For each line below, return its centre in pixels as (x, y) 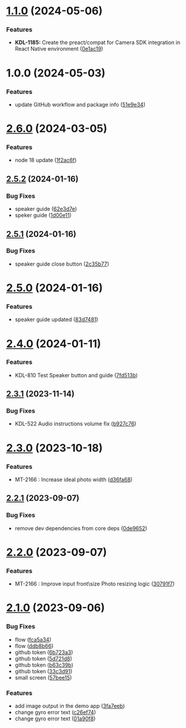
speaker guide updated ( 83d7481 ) (56, 319)
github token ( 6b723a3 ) (44, 652)
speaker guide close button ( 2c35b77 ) (62, 264)
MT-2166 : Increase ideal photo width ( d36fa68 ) (74, 479)
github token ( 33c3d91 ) (44, 671)
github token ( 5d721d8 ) (44, 658)
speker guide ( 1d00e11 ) (43, 215)
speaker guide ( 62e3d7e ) (46, 209)
